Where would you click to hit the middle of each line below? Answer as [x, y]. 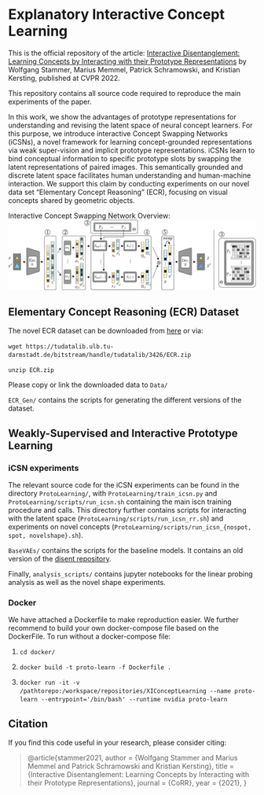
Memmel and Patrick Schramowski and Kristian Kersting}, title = [130, 766]
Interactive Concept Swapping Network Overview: [90, 215]
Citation [28, 724]
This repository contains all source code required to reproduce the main [125, 93]
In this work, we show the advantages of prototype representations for [123, 116]
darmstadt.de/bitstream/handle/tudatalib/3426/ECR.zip [100, 355]
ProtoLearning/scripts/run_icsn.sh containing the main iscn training [120, 502]
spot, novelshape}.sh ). [46, 536]
